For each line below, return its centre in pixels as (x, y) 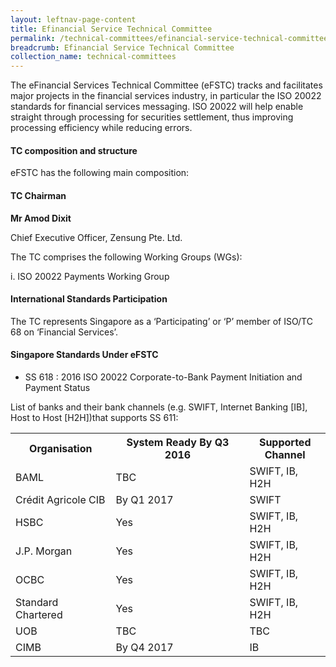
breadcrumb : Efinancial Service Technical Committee (122, 47)
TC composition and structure (74, 150)
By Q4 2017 (144, 647)
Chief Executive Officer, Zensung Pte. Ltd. (96, 237)
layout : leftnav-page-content (73, 19)
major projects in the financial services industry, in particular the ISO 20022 (166, 96)
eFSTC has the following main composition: (100, 173)
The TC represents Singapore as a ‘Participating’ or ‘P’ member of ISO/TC (161, 321)
